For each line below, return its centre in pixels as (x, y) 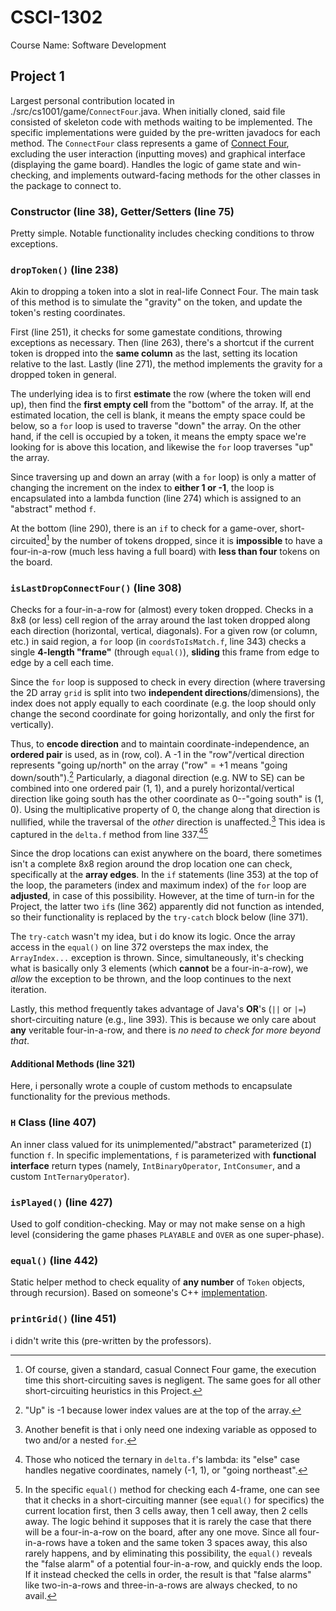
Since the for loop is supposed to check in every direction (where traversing (168, 682)
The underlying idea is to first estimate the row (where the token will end (161, 394)
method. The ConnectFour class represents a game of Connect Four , (150, 143)
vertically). (32, 725)
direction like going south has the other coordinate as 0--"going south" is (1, (167, 798)
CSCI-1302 (56, 17)
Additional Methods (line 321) (73, 1063)
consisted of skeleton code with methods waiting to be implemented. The (161, 122)
